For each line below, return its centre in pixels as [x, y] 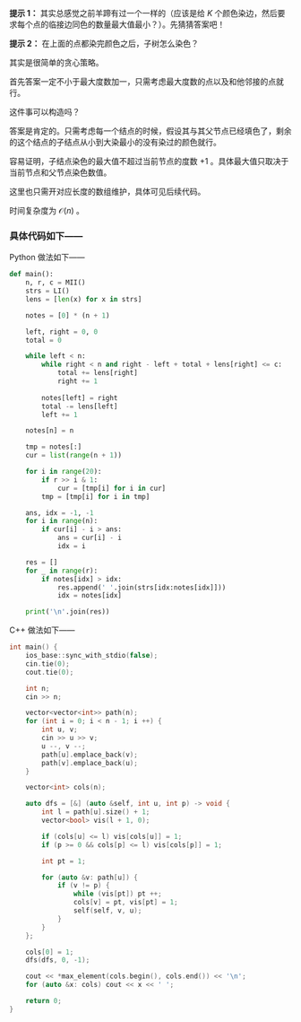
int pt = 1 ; [64, 861]
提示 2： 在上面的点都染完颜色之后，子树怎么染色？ [104, 44]
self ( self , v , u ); [107, 911]
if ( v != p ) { [83, 886]
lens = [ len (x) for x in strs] [84, 299]
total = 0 [44, 340]
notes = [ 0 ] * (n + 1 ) [68, 315]
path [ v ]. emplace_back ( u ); [90, 763]
